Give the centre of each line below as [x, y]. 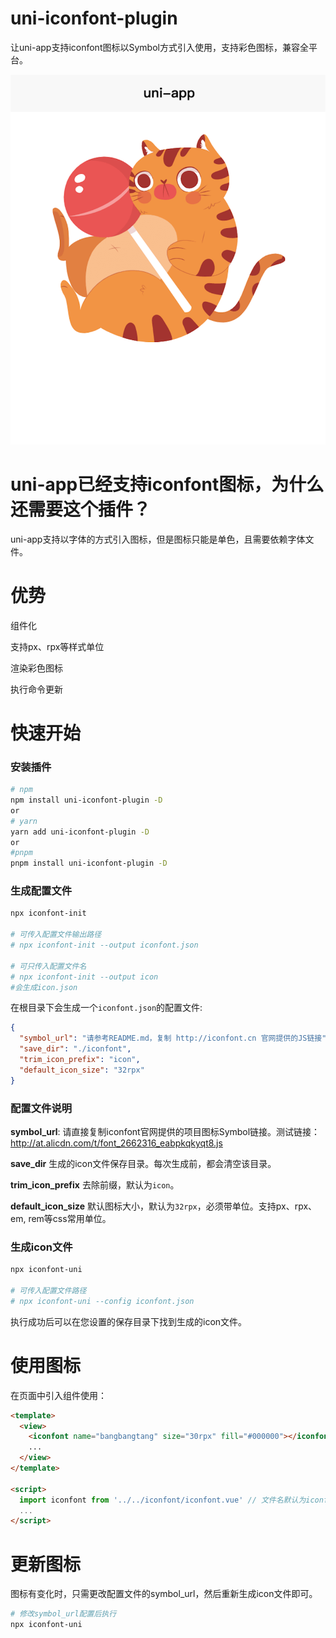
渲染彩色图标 [36, 668]
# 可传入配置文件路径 [48, 1291]
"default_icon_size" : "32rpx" [82, 1070]
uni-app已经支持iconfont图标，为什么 [167, 484]
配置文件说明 [41, 1108]
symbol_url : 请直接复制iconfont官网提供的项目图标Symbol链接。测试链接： [165, 1131]
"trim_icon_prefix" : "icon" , [80, 1060]
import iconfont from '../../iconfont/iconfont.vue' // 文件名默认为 [163, 1500]
